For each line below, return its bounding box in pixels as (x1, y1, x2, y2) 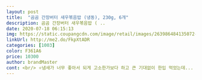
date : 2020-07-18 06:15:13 (6, 25, 74, 32)
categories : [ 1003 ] (6, 43, 55, 49)
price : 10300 (6, 54, 39, 60)
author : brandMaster (6, 59, 58, 65)
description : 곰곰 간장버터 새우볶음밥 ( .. (6, 20, 106, 26)
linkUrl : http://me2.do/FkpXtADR (6, 37, 90, 43)
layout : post (6, 8, 39, 15)
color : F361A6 (6, 48, 42, 54)
